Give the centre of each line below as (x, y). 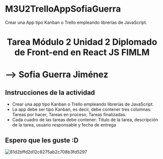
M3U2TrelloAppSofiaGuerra (63, 9)
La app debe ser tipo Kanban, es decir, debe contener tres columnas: (82, 109)
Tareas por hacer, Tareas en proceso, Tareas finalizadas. (69, 115)
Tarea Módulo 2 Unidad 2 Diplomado (82, 42)
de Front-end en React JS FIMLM (82, 53)
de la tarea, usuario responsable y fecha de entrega (64, 125)
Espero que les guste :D (42, 140)
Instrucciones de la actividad (50, 93)
